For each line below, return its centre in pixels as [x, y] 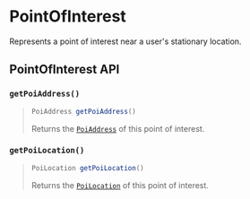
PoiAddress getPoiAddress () [83, 111]
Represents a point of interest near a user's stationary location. [125, 41]
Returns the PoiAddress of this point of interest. [118, 128]
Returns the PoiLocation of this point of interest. [120, 185]
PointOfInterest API [65, 69]
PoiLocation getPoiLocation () [88, 168]
